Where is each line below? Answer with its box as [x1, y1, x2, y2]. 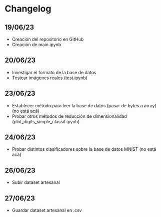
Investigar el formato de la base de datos [11, 69, 96, 75]
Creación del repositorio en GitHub [11, 36, 84, 42]
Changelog [4, 3, 51, 15]
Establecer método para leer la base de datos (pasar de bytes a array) [11, 102, 157, 108]
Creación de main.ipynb [11, 42, 61, 48]
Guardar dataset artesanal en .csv [11, 207, 82, 213]
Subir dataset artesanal [11, 179, 60, 185]
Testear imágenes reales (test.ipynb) [11, 75, 88, 81]
